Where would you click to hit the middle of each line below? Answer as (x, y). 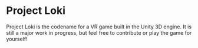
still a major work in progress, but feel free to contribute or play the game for (99, 32)
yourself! (17, 39)
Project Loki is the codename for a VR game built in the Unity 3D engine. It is (99, 27)
